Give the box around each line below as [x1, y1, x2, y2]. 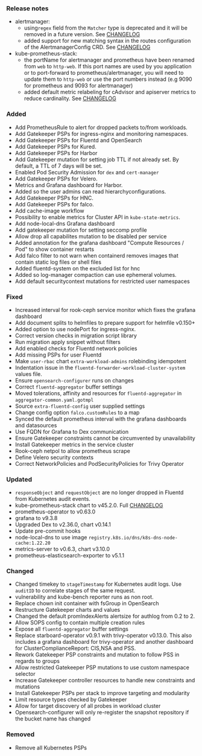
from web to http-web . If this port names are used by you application [24, 63, 192, 70]
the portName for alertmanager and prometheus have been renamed [24, 56, 195, 64]
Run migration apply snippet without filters [14, 338, 121, 345]
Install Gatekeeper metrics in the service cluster [14, 440, 134, 448]
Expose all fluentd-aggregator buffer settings [14, 626, 128, 633]
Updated [6, 475, 32, 483]
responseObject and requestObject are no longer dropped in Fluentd [14, 489, 184, 496]
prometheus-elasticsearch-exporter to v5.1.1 [14, 552, 125, 559]
